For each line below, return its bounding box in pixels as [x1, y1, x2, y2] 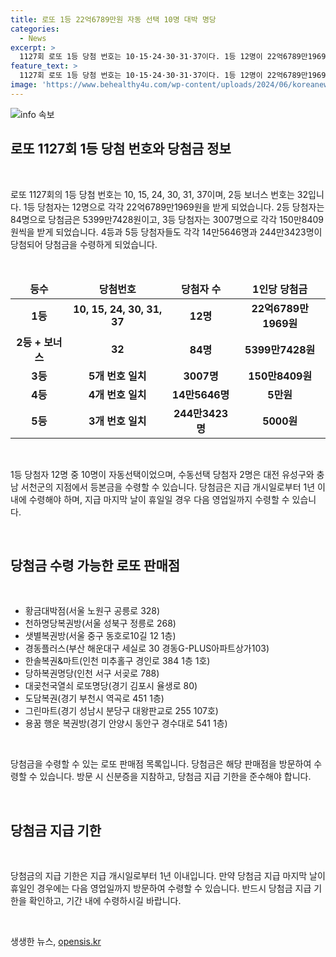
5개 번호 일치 [88, 369, 147, 383]
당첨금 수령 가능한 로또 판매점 [10, 557, 181, 574]
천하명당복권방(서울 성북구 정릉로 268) [24, 617, 177, 630]
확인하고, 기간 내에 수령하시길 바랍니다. [28, 895, 182, 907]
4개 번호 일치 [88, 387, 147, 401]
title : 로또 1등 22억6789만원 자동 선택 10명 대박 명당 [10, 14, 217, 25]
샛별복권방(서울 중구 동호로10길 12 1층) [24, 630, 177, 642]
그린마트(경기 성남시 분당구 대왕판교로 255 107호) [24, 705, 219, 717]
